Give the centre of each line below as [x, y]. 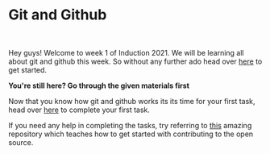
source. [21, 142]
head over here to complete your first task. [79, 110]
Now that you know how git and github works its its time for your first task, [132, 101]
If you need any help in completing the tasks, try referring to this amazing [130, 125]
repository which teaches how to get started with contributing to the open [131, 134]
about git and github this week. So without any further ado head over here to [135, 61]
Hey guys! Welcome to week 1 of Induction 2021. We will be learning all [126, 52]
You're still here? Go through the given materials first [99, 85]
